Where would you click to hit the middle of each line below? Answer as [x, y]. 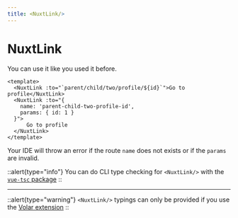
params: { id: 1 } [47, 113]
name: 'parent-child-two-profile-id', [77, 106]
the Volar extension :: [38, 207]
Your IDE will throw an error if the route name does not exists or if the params [117, 150]
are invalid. [23, 158]
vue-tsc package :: [35, 179]
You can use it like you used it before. [62, 69]
